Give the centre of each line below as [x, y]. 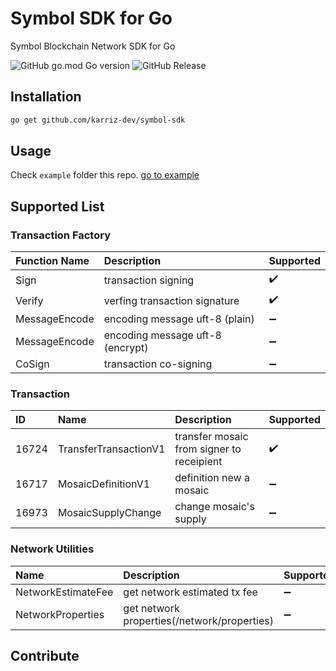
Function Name [52, 261]
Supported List [57, 206]
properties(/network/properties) [198, 620]
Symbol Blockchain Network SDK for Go [93, 46]
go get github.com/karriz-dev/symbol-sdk [98, 120]
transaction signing [149, 280]
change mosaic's [214, 507]
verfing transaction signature [171, 300]
